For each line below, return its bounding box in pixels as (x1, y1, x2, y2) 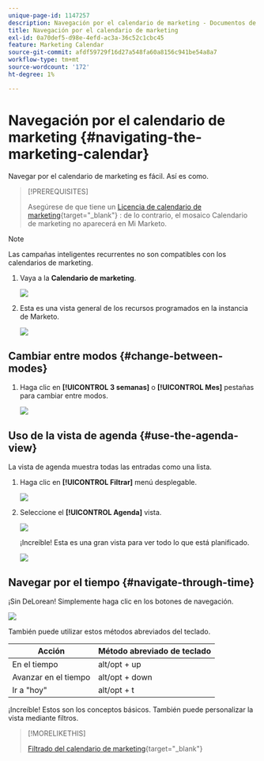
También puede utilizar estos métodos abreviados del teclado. (8, 627, 211, 636)
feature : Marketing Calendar (8, 41, 104, 49)
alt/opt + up (97, 659, 141, 669)
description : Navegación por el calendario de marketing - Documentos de (8, 19, 257, 27)
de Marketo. (19, 312, 59, 321)
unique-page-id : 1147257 (8, 11, 90, 20)
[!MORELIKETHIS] (27, 729, 86, 738)
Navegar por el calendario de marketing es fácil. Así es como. (8, 171, 209, 180)
